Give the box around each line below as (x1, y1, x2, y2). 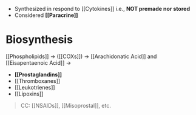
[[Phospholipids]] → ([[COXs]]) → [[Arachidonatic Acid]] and (5, 53, 157, 60)
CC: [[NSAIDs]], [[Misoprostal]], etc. (20, 102, 112, 109)
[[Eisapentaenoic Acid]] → (5, 59, 72, 66)
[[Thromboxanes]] (14, 77, 61, 84)
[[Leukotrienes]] (14, 84, 55, 91)
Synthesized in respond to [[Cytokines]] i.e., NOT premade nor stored (14, 5, 191, 12)
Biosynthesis (5, 33, 73, 47)
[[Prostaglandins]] (14, 71, 62, 78)
